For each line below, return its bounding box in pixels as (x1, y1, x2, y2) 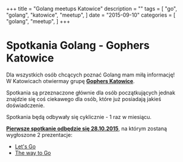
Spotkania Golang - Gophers (6, 39, 150, 53)
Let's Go (14, 143, 36, 150)
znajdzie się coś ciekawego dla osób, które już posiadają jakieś (6, 95, 162, 102)
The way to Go (14, 149, 51, 156)
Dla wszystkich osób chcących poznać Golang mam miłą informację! (6, 71, 175, 78)
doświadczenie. (6, 102, 45, 109)
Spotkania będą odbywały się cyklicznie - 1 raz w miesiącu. (6, 113, 152, 120)
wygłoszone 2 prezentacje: (6, 131, 73, 138)
